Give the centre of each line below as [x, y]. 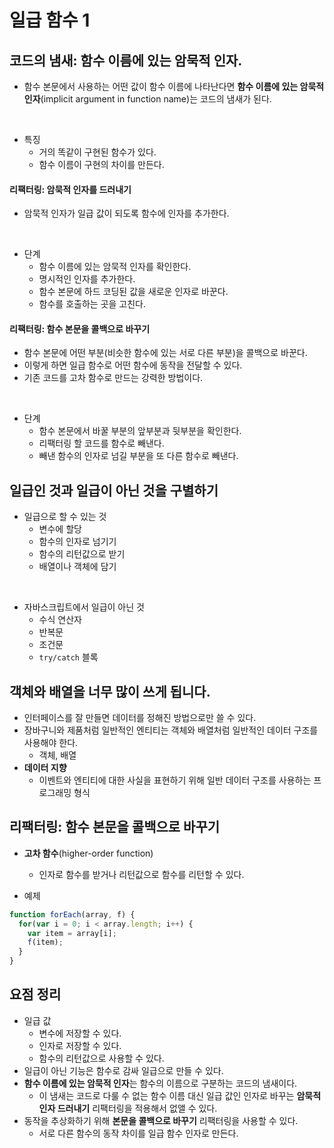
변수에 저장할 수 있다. [80, 1033]
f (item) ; [45, 942]
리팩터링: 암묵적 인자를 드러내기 [70, 189]
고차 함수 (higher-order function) [88, 853]
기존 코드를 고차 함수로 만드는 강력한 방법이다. [113, 378]
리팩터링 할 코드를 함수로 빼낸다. [101, 443]
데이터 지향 [45, 768]
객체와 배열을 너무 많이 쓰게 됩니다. [110, 691]
